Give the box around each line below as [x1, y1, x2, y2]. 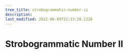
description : [5, 12, 32, 17]
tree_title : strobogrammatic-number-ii [5, 7, 88, 12]
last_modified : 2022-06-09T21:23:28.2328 [5, 16, 93, 21]
